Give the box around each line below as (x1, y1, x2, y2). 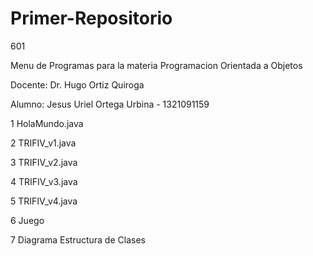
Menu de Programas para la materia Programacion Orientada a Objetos (10, 59, 303, 71)
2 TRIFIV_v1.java (10, 137, 77, 149)
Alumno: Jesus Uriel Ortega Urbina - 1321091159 (10, 98, 210, 110)
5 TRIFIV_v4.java (10, 195, 78, 207)
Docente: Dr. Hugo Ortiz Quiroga (10, 78, 145, 91)
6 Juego (10, 214, 45, 226)
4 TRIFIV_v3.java (10, 175, 78, 187)
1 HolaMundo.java (10, 117, 84, 129)
